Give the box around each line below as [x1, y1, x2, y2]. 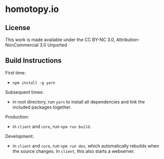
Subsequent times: [5, 89, 44, 95]
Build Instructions [5, 56, 62, 65]
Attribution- [116, 36, 140, 42]
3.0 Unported [39, 42, 67, 48]
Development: [5, 133, 34, 139]
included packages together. [12, 104, 71, 110]
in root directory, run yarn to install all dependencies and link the [12, 98, 145, 104]
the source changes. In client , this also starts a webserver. [12, 148, 135, 154]
